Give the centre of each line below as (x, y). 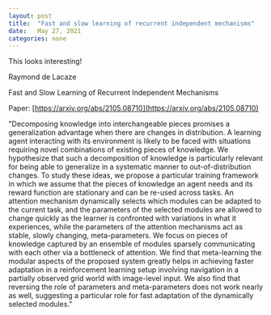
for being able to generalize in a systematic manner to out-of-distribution (130, 167)
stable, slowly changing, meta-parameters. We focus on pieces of (118, 236)
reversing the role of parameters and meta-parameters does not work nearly (136, 287)
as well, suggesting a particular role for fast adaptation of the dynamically (131, 296)
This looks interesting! (45, 61)
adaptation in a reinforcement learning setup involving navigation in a (123, 270)
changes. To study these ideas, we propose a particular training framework (133, 175)
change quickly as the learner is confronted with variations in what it (123, 218)
